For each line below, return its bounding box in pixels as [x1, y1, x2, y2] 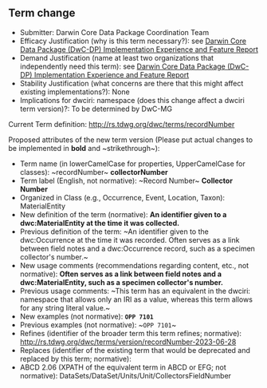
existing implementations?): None [19, 87, 130, 97]
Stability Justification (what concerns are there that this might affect [19, 78, 244, 88]
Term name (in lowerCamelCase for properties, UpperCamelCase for [19, 159, 245, 168]
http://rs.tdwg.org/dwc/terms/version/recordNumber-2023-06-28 [19, 337, 237, 346]
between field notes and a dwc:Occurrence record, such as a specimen [19, 243, 255, 253]
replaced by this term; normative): [19, 354, 132, 363]
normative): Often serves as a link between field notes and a [19, 269, 222, 279]
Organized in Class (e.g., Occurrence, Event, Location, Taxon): [19, 192, 226, 202]
